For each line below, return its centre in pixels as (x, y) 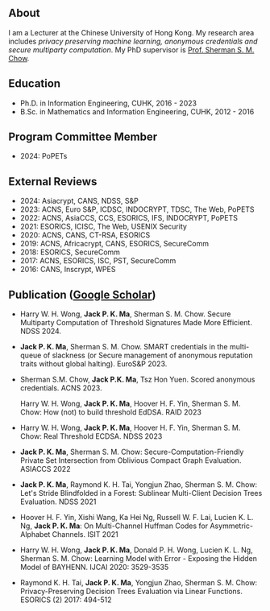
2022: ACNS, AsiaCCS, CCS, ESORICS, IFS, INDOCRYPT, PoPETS (129, 218)
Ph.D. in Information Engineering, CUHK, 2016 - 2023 (108, 103)
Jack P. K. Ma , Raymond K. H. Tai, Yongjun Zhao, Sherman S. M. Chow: (139, 485)
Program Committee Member (83, 137)
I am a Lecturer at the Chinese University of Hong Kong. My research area (131, 32)
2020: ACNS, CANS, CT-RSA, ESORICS (85, 235)
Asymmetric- (231, 526)
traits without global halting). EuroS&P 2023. (93, 364)
